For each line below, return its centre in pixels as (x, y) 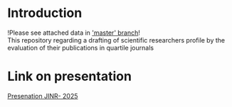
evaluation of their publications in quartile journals (81, 47)
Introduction (45, 13)
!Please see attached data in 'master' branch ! (74, 33)
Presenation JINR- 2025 (43, 96)
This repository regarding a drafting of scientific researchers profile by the (116, 40)
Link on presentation (69, 77)
